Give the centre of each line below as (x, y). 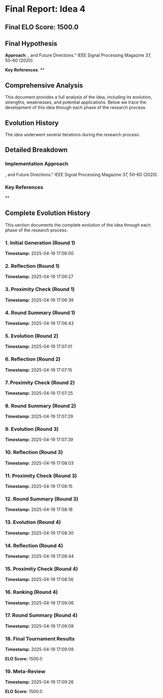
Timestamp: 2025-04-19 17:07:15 (39, 370)
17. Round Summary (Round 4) (41, 615)
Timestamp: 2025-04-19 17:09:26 (39, 682)
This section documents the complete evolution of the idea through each (78, 225)
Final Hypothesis (31, 43)
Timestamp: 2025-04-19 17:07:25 (39, 393)
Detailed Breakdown (36, 150)
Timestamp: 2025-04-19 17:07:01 (39, 347)
